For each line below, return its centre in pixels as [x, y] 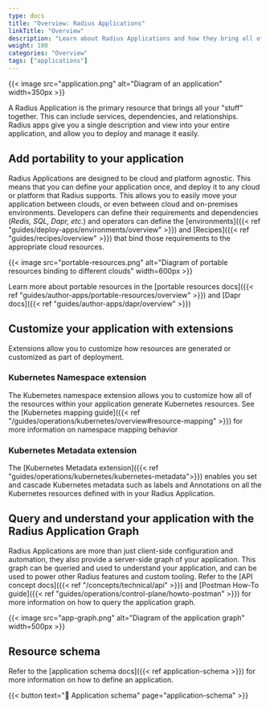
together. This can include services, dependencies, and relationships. [123, 116]
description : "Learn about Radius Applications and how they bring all [131, 38]
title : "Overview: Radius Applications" [77, 23]
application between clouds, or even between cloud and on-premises [123, 204]
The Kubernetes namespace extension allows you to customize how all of [130, 395]
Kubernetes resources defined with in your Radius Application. [112, 494]
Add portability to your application [96, 159]
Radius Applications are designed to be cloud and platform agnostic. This [130, 178]
